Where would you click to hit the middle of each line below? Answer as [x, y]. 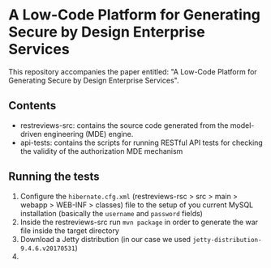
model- [242, 125]
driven [31, 134]
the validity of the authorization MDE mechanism [101, 151]
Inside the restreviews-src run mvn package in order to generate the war [139, 222]
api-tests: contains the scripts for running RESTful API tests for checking [142, 143]
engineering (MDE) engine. [88, 134]
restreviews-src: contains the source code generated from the [124, 125]
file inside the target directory [70, 230]
